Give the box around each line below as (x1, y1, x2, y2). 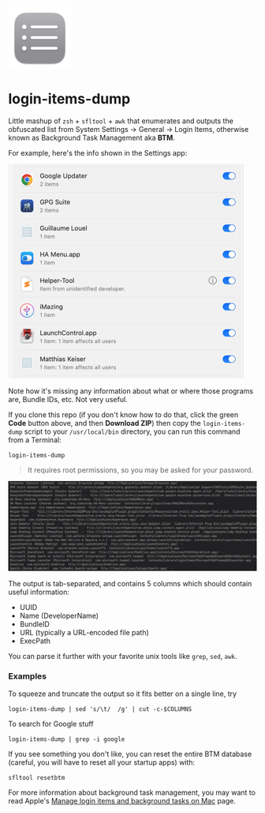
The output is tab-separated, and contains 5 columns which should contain (8, 578, 252, 588)
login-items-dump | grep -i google (8, 735, 125, 743)
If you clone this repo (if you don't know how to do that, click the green (8, 409, 239, 420)
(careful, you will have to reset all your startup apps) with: (8, 757, 196, 767)
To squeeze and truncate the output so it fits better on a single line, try (8, 689, 237, 698)
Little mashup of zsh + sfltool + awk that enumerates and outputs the (8, 116, 234, 126)
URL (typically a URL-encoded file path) (19, 627, 150, 637)
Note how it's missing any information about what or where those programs (8, 386, 254, 396)
